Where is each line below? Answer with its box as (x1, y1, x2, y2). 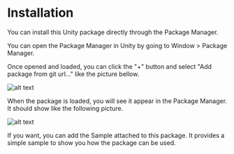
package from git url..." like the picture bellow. (7, 70, 140, 78)
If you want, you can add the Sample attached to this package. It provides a (7, 131, 225, 139)
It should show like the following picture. (7, 104, 124, 112)
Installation (7, 5, 74, 21)
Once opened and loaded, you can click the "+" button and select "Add (7, 62, 212, 70)
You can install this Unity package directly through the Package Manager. (7, 28, 219, 36)
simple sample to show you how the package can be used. (7, 138, 176, 147)
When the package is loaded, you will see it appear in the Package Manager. (7, 96, 228, 105)
